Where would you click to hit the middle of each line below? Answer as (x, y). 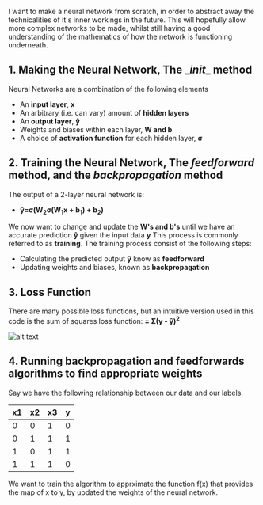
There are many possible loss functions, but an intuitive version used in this (131, 311)
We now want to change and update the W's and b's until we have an (122, 227)
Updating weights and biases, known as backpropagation (114, 268)
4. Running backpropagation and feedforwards (126, 361)
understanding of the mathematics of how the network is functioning (120, 36)
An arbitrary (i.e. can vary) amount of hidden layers (104, 112)
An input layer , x (47, 104)
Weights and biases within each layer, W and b (96, 129)
